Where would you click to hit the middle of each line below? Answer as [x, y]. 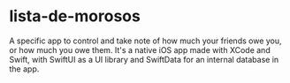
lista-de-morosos [75, 16]
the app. [24, 69]
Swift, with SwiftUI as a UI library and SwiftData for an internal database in [144, 59]
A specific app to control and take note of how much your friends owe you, [145, 41]
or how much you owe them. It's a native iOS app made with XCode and [140, 49]
